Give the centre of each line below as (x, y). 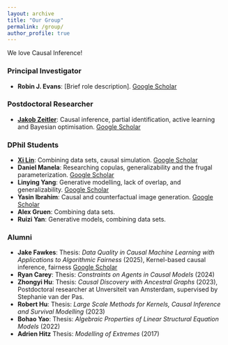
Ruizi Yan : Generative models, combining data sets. (91, 220)
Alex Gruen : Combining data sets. (66, 212)
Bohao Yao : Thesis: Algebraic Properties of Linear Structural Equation (118, 319)
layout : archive (31, 14)
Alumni (20, 238)
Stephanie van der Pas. (51, 297)
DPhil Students (33, 145)
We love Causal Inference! (45, 53)
